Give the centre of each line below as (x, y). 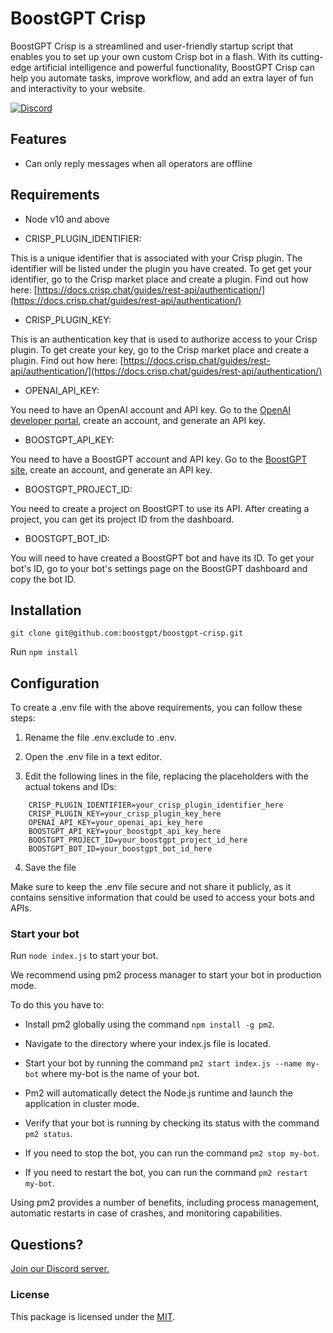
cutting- (307, 56)
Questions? (47, 1244)
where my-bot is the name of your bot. (120, 1074)
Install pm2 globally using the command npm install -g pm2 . (149, 1024)
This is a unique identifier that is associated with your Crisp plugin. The (156, 258)
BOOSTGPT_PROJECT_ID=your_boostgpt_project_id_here (138, 840)
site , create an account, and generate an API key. (111, 469)
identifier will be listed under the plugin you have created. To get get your (161, 268)
